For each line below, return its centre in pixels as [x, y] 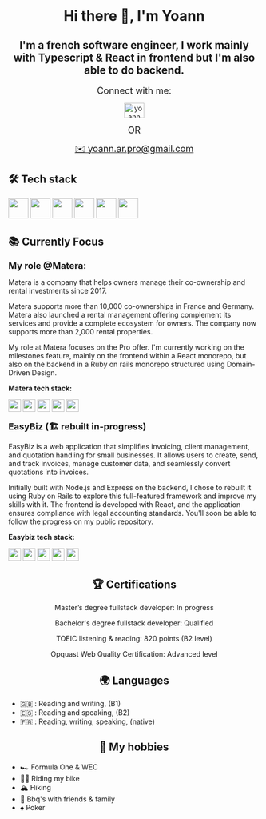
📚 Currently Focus [56, 242]
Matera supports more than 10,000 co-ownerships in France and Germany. [131, 306]
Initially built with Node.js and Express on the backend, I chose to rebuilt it [130, 488]
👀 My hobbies [134, 747]
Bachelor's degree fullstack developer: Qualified [134, 623]
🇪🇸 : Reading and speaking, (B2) [75, 713]
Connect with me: [134, 90]
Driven [19, 373]
